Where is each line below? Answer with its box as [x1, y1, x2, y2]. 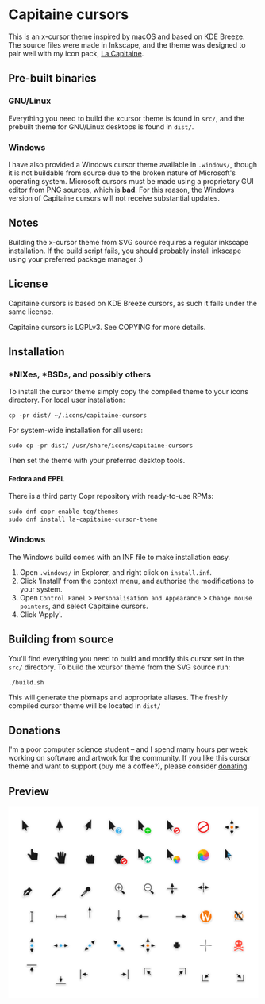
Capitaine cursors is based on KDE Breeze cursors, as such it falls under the [8, 298, 258, 308]
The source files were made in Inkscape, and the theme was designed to [8, 40, 246, 49]
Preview [8, 784, 50, 798]
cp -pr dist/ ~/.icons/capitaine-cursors [8, 412, 148, 420]
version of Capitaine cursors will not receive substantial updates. [8, 193, 221, 203]
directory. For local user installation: [8, 395, 125, 405]
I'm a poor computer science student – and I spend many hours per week [8, 745, 248, 754]
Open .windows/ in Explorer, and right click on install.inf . [19, 567, 213, 577]
